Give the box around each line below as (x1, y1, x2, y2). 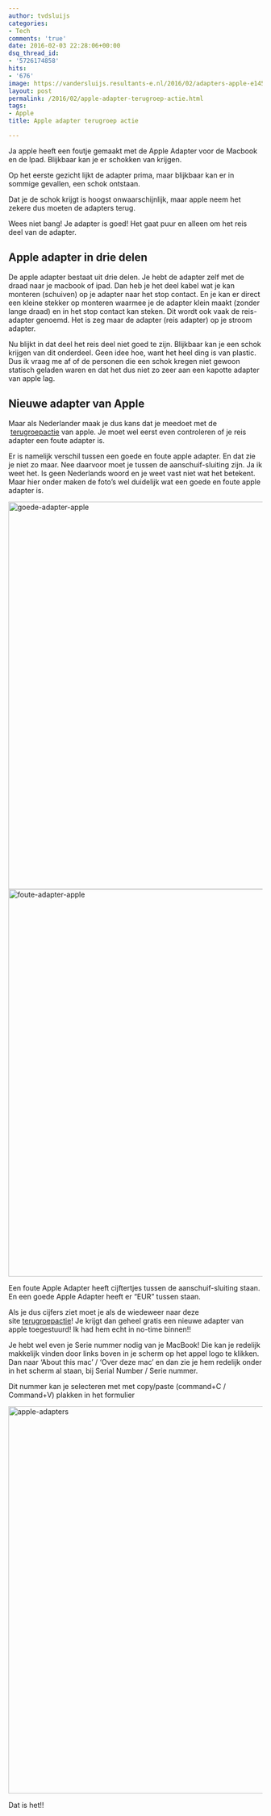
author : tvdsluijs (8, 11, 70, 20)
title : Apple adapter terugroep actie (8, 117, 139, 125)
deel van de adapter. (8, 227, 77, 236)
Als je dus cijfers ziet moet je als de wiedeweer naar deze (8, 1307, 199, 1316)
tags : (8, 102, 27, 110)
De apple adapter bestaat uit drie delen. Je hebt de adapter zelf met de (8, 272, 244, 282)
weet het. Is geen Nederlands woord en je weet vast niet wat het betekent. (8, 468, 256, 478)
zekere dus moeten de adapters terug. (8, 203, 135, 212)
